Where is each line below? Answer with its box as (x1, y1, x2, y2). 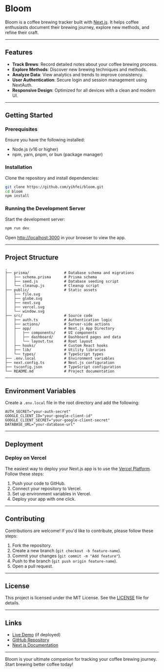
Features (5, 48, 33, 57)
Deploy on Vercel (5, 454, 46, 461)
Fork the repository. (12, 542, 52, 548)
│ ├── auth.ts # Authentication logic (5, 317, 112, 323)
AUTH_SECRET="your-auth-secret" (5, 409, 71, 414)
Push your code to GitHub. (12, 480, 66, 486)
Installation (5, 164, 33, 171)
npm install (5, 194, 29, 199)
